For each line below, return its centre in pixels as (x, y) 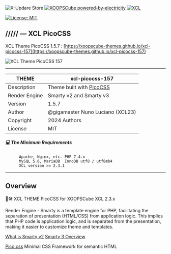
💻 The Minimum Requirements (39, 143)
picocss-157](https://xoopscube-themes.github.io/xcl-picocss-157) (76, 51)
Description (22, 87)
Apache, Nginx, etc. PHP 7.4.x (52, 157)
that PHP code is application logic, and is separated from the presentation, (83, 221)
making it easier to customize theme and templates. (59, 227)
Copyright (20, 120)
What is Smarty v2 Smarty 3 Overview (45, 236)
